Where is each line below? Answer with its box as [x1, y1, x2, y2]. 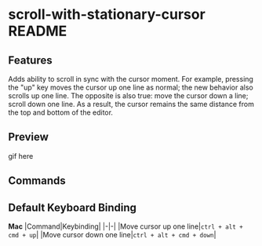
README [8, 22, 67, 40]
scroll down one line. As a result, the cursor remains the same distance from [8, 100, 255, 108]
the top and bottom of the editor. [8, 108, 114, 117]
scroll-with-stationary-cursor [8, 6, 206, 24]
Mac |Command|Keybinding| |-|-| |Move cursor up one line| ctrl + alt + [8, 222, 243, 231]
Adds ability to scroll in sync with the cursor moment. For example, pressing [8, 75, 253, 83]
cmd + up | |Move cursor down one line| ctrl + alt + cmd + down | [8, 230, 217, 240]
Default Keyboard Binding [8, 200, 137, 214]
